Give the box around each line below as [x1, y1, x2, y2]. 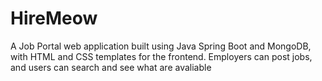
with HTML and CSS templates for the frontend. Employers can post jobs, [10, 50, 313, 62]
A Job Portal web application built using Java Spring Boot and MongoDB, [10, 40, 312, 52]
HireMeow [10, 7, 98, 30]
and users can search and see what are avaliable [10, 61, 212, 73]
